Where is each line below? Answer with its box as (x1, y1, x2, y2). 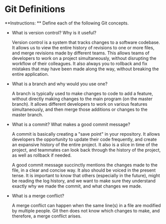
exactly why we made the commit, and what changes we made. (11, 183, 142, 189)
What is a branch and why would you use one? (11, 81, 108, 87)
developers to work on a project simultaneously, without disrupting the (11, 55, 157, 61)
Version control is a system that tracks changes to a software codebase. (11, 39, 160, 45)
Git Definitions (4, 3, 66, 15)
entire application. (11, 71, 49, 77)
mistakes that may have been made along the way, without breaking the (11, 66, 159, 72)
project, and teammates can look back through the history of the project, (11, 147, 161, 153)
